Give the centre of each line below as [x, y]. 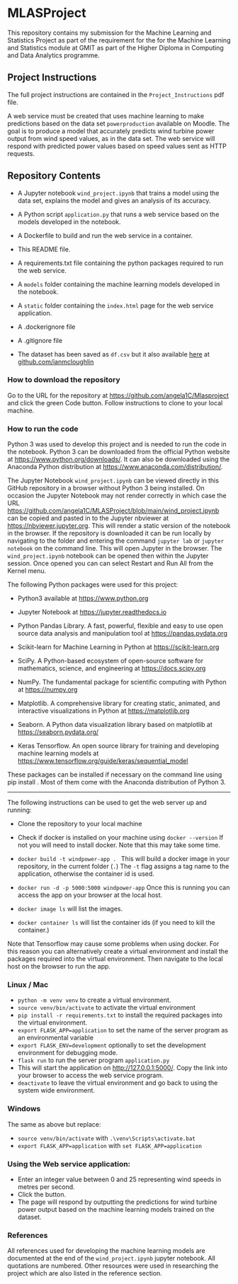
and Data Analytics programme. [54, 55]
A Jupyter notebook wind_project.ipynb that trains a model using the [118, 193]
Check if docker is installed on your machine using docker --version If [120, 838]
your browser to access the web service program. [91, 1076]
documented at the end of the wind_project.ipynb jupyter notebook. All [112, 1258]
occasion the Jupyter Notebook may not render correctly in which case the [117, 496]
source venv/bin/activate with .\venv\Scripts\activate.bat [107, 1138]
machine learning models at [58, 753]
